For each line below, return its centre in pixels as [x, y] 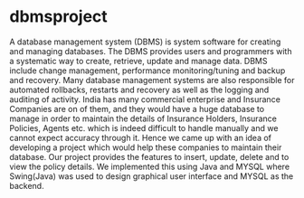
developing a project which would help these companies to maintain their [146, 147]
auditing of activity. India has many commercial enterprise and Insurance [145, 99]
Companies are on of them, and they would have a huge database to [137, 108]
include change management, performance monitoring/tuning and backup [147, 71]
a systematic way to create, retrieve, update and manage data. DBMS [138, 61]
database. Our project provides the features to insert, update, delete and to [149, 156]
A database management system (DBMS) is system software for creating [145, 42]
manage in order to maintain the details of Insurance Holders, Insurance [143, 118]
